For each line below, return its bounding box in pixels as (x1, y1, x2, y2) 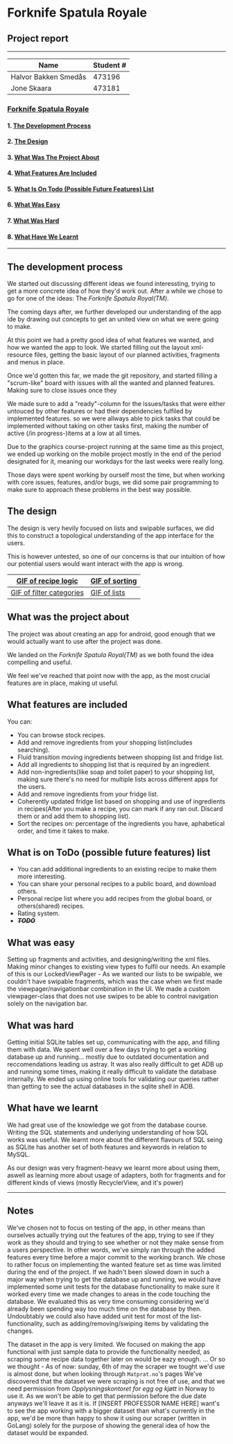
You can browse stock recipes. (17, 731, 106, 739)
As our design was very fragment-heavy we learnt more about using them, (7, 1164, 221, 1172)
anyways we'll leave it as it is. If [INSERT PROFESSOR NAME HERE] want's (7, 1399, 220, 1407)
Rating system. (17, 909, 60, 917)
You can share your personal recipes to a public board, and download (17, 880, 216, 888)
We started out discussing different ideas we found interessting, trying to (7, 280, 216, 288)
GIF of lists (90, 588, 126, 597)
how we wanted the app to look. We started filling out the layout (7, 343, 189, 352)
